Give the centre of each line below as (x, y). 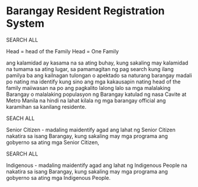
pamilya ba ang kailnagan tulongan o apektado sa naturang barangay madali (99, 75)
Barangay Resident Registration (85, 11)
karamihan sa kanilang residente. (46, 107)
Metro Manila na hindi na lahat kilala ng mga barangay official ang (86, 100)
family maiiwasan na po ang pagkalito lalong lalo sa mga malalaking (88, 88)
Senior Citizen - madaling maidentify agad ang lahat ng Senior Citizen (91, 130)
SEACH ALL (20, 118)
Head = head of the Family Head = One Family (63, 51)
